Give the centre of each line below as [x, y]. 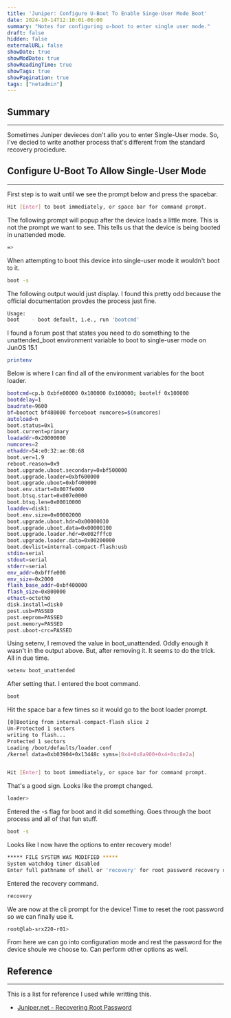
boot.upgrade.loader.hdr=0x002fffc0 [59, 534]
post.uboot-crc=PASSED [40, 630]
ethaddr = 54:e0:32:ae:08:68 [46, 451]
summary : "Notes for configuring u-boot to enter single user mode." [109, 26]
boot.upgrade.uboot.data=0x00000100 [59, 528]
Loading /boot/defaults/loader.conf [59, 748]
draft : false [26, 33]
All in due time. [28, 658]
